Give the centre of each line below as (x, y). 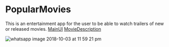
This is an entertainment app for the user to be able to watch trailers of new (85, 24)
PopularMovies (38, 9)
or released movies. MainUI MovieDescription (53, 29)
